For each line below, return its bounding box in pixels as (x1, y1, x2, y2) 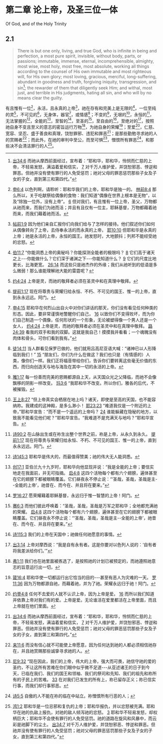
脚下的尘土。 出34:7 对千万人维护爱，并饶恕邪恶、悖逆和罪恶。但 (25, 722, 156, 727)
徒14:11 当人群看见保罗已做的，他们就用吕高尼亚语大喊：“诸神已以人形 (12, 346, 152, 351)
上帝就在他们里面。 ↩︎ (12, 603, 56, 609)
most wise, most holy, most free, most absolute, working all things (17, 63, 149, 69)
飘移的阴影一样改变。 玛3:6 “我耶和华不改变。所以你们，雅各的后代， (12, 380, 151, 386)
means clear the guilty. (17, 95, 63, 101)
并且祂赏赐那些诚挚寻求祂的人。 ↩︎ (21, 648, 90, 654)
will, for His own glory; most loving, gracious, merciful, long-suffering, (17, 73, 157, 79)
